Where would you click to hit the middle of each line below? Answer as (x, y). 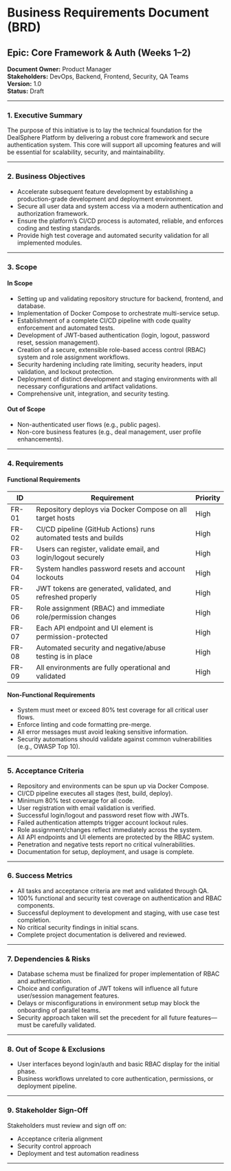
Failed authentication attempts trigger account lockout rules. (102, 822)
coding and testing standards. (59, 228)
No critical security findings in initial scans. (78, 927)
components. (36, 905)
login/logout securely (70, 558)
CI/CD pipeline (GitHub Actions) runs (96, 529)
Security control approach (54, 1146)
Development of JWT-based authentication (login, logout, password (113, 335)
